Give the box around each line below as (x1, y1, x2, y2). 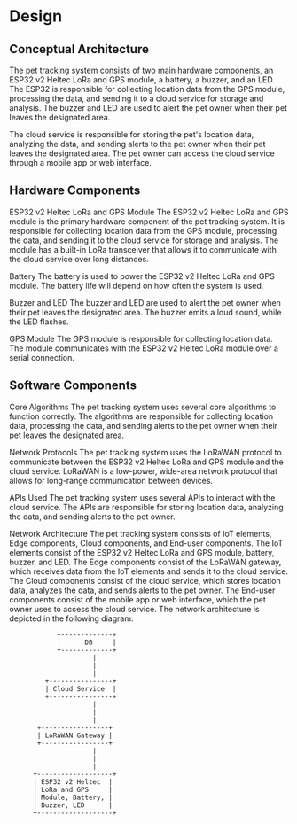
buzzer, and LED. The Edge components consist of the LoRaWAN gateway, (9, 556, 282, 567)
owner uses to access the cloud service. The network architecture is (9, 603, 260, 614)
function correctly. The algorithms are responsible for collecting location (9, 410, 274, 422)
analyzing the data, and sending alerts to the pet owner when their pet (9, 139, 266, 149)
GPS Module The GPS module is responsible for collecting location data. (9, 333, 273, 344)
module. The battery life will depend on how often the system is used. (9, 280, 264, 291)
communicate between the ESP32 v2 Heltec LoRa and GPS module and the (9, 456, 284, 467)
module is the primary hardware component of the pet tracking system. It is (9, 215, 285, 227)
